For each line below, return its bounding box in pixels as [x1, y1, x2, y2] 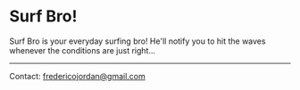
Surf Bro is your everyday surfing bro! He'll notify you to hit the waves [9, 36, 266, 46]
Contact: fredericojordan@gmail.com [9, 70, 146, 81]
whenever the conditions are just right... [9, 45, 156, 55]
